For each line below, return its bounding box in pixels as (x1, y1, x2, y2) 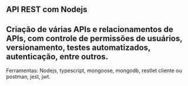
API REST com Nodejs (6, 5, 88, 15)
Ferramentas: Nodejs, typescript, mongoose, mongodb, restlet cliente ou (6, 67, 182, 74)
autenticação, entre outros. (6, 52, 109, 62)
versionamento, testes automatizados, (6, 42, 151, 52)
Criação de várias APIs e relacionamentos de (6, 24, 173, 34)
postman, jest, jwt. (6, 73, 51, 80)
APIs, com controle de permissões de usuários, (6, 33, 183, 43)
